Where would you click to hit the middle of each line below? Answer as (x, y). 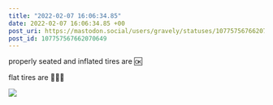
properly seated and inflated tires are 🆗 (75, 61)
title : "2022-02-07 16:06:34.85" (65, 16)
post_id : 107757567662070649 (58, 38)
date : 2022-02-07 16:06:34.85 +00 (67, 23)
